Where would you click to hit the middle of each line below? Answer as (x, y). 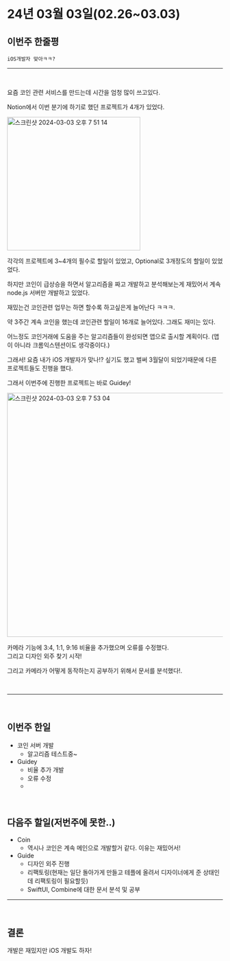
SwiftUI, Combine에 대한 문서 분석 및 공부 (84, 889)
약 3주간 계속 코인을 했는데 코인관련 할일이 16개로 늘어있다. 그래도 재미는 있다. (111, 322)
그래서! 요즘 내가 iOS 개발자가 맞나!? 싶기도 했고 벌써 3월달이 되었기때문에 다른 (112, 360)
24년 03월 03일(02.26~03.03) (94, 14)
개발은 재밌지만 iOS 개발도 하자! (50, 951)
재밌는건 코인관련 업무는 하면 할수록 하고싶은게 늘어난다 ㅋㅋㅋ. (91, 307)
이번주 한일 (29, 727)
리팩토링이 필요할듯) (62, 881)
